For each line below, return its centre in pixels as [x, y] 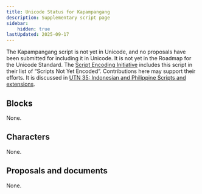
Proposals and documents [57, 171]
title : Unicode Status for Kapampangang [58, 12]
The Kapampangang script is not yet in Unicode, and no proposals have [96, 52]
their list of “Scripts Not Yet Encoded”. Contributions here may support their [101, 71]
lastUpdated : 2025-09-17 [38, 35]
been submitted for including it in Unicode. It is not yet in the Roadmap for [99, 58]
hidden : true [34, 29]
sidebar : [17, 23]
